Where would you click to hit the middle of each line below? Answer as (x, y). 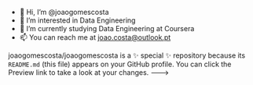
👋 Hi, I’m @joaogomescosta (64, 12)
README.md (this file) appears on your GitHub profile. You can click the (120, 64)
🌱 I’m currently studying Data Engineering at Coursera (107, 28)
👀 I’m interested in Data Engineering (77, 20)
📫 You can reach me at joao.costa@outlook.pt (95, 37)
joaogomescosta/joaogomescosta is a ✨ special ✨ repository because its (127, 55)
